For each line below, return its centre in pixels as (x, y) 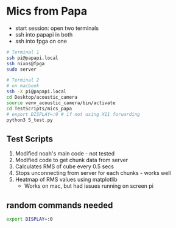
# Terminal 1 (23, 52)
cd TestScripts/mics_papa (39, 109)
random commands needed (60, 205)
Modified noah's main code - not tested (65, 154)
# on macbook (23, 86)
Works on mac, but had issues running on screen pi (89, 186)
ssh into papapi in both (44, 34)
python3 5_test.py (30, 120)
